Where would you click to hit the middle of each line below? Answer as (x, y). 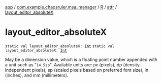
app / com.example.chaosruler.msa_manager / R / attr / (61, 7)
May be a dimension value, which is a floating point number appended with (81, 59)
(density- (132, 65)
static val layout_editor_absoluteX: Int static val (60, 46)
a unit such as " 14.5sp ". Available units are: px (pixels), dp (64, 65)
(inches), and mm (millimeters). (37, 75)
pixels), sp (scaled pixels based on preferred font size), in (90, 70)
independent (18, 70)
